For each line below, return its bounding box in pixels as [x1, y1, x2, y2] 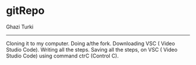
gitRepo [6, 4, 45, 17]
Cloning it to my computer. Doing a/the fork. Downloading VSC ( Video [6, 39, 175, 47]
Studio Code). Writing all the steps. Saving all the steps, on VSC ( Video [6, 46, 178, 53]
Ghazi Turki [6, 23, 34, 30]
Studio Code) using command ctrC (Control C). [6, 52, 119, 59]
